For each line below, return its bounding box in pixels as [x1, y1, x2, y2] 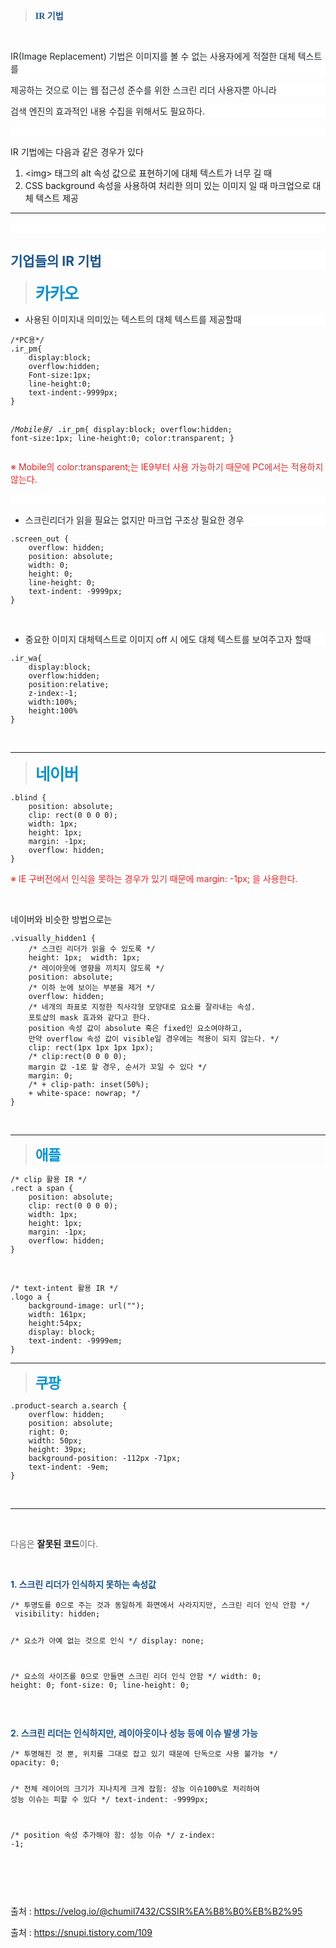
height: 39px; [28, 1444, 87, 1454]
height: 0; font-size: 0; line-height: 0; [10, 1680, 190, 1690]
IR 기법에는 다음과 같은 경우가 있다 [10, 146, 144, 158]
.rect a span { [10, 1183, 74, 1193]
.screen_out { [10, 534, 70, 544]
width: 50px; [28, 1435, 83, 1446]
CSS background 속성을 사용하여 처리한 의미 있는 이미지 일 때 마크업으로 [24, 180, 311, 191]
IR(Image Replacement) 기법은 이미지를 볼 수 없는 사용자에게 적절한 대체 [10, 50, 296, 62]
